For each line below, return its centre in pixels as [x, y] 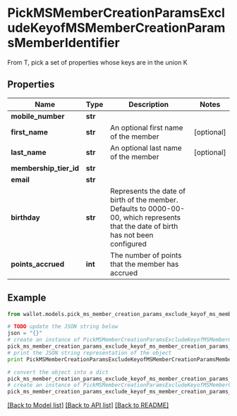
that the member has [145, 264]
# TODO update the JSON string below [63, 327]
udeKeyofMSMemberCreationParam [116, 28]
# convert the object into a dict [58, 372]
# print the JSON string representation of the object [90, 353]
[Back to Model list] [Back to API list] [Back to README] [88, 405]
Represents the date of [148, 191]
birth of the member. [144, 200]
